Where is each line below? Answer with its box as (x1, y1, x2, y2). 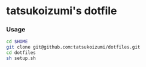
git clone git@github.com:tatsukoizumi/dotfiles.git (6, 44, 141, 50)
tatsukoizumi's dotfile (6, 4, 117, 18)
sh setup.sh (6, 55, 36, 62)
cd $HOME (6, 39, 28, 45)
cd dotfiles (6, 50, 36, 56)
